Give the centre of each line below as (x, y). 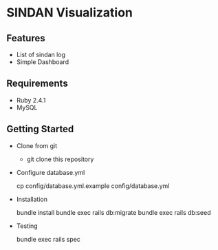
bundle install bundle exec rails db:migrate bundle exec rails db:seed (113, 212)
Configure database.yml (51, 172)
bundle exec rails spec (48, 239)
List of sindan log (41, 54)
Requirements (37, 84)
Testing (27, 226)
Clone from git (37, 145)
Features (26, 38)
